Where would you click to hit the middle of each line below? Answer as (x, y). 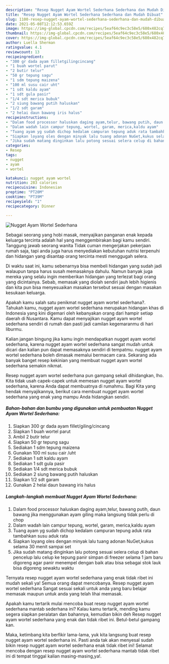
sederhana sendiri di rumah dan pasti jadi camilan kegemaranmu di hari (79, 324)
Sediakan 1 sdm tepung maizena (46, 448)
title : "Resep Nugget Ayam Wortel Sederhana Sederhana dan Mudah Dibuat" (84, 15)
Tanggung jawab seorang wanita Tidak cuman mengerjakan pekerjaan (78, 245)
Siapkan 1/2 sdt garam (36, 480)
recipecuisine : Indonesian (34, 188)
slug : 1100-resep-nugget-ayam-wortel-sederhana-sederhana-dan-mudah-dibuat (87, 19)
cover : (13, 38)
